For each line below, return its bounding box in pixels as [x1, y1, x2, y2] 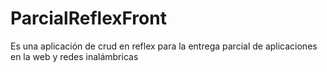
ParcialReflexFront [10, 7, 167, 30]
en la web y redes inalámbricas [10, 50, 139, 62]
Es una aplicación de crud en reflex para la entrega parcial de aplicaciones [10, 40, 318, 52]
